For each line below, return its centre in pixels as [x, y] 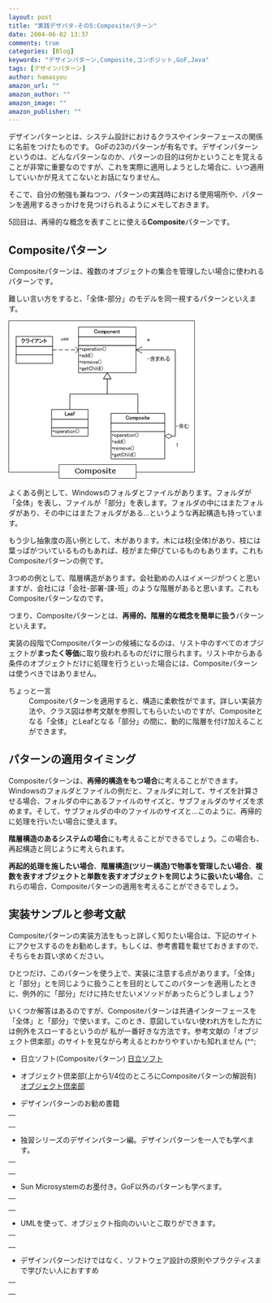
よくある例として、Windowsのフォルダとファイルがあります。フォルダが [130, 493]
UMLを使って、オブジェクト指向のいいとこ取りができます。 [120, 1223]
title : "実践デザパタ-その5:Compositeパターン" [83, 26]
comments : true [34, 43]
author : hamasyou [38, 77]
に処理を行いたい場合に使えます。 [65, 821]
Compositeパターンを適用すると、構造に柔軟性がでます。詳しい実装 [142, 701]
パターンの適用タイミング [72, 760]
